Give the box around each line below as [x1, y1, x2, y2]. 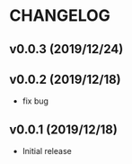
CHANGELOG [9, 5, 110, 26]
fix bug [22, 96, 49, 106]
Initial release [22, 146, 72, 157]
